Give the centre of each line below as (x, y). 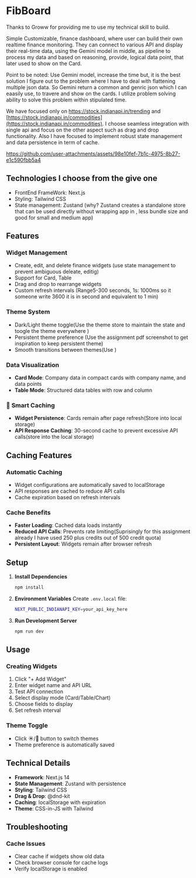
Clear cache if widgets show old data (59, 856)
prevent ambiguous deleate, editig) (57, 272)
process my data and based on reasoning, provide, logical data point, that (95, 57)
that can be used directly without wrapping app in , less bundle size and (101, 211)
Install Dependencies (41, 577)
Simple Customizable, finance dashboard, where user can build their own (94, 38)
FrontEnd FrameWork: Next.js (50, 193)
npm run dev (29, 631)
